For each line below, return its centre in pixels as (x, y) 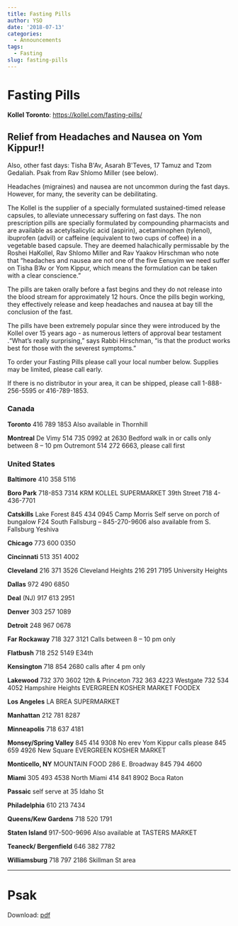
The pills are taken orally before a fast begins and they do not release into (115, 289)
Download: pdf (29, 915)
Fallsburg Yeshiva (33, 529)
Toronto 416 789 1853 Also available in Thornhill (78, 424)
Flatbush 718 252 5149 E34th (50, 653)
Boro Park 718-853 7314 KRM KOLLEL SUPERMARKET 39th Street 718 (110, 493)
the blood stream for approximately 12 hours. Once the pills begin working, (116, 297)
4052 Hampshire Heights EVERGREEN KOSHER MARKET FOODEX (104, 688)
